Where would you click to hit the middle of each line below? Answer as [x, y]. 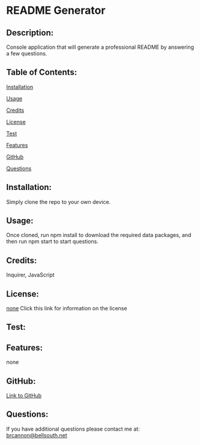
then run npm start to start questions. [53, 242]
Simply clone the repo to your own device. [59, 201]
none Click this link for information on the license [67, 308]
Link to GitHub [24, 396]
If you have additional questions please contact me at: [73, 429]
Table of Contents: [42, 72]
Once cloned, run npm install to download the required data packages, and [99, 235]
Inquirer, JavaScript [31, 275]
